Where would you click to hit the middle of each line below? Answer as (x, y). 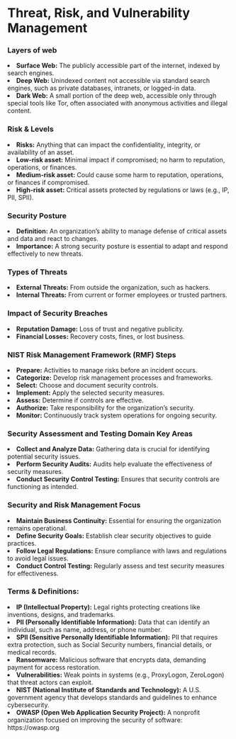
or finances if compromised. (49, 182)
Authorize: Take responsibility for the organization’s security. (106, 407)
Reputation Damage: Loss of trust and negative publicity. (100, 329)
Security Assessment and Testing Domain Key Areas (100, 434)
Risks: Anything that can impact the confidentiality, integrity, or (108, 145)
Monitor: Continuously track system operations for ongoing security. (117, 415)
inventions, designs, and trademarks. (61, 614)
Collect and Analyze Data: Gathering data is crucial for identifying (113, 449)
